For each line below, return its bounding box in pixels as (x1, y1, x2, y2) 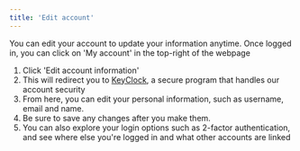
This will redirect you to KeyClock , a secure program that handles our (22, 74, 280, 85)
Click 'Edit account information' (22, 65, 140, 75)
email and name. (22, 102, 85, 113)
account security (22, 84, 86, 94)
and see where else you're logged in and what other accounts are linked (22, 131, 291, 142)
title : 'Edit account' (9, 13, 95, 22)
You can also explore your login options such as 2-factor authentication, (22, 122, 291, 133)
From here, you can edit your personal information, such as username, (22, 93, 284, 104)
